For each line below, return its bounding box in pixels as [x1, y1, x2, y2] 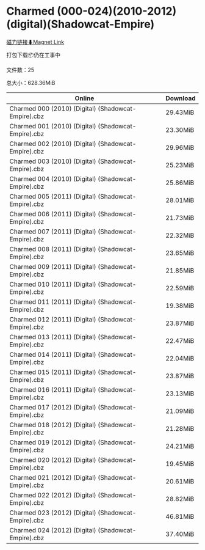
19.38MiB [165, 301, 195, 310]
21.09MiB [165, 406, 195, 415]
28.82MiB [165, 494, 195, 503]
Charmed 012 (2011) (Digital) [9, 315, 96, 323]
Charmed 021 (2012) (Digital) [9, 473, 96, 482]
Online [74, 94, 95, 102]
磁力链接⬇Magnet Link [6, 38, 65, 45]
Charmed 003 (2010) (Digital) [9, 157, 96, 166]
